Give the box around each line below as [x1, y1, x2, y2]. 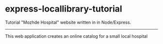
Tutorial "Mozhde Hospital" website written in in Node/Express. [5, 19, 131, 25]
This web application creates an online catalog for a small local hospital [5, 33, 148, 39]
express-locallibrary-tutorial [5, 3, 122, 15]
